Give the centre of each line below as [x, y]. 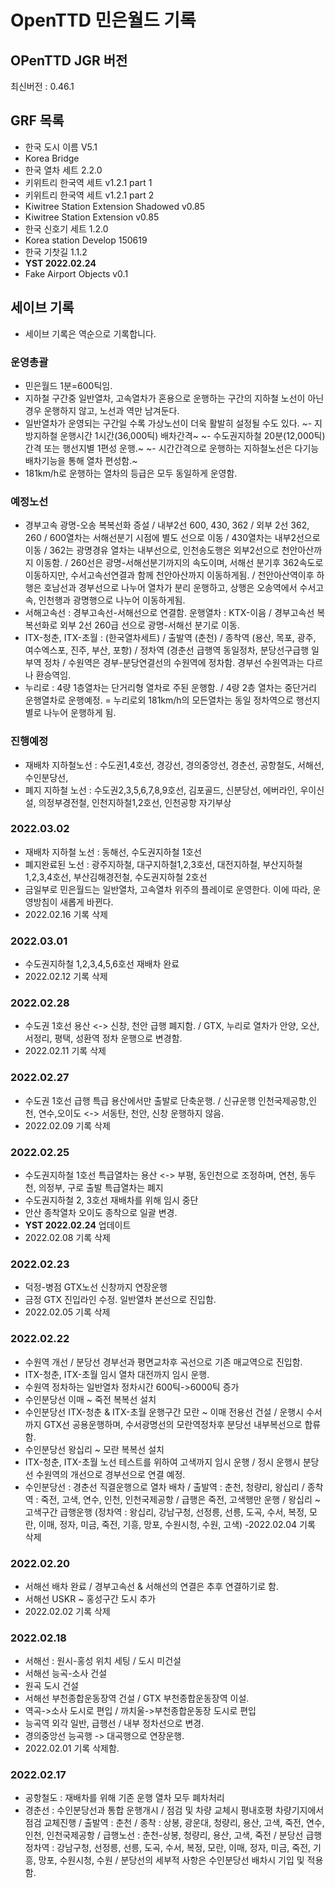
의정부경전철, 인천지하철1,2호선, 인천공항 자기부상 [135, 802]
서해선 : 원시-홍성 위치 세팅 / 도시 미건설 [103, 1661]
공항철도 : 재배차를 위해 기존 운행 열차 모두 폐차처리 [124, 1798]
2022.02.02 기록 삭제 [67, 1611]
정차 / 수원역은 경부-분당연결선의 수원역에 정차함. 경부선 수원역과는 [174, 663]
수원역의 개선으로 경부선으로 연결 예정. [110, 1474]
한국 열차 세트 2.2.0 [63, 170]
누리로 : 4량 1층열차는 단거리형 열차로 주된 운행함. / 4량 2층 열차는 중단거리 [170, 688]
